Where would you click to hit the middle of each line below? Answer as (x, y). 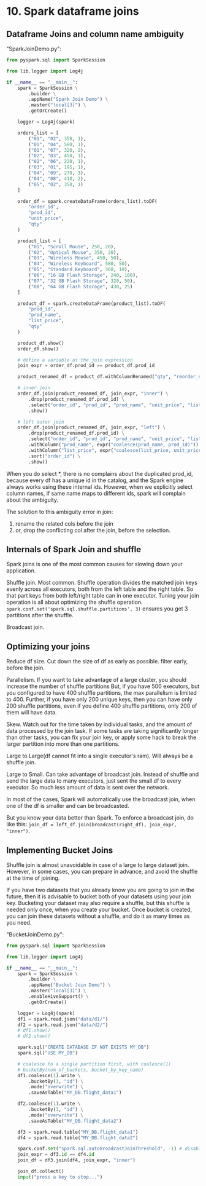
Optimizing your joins (48, 646)
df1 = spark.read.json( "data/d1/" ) (63, 1019)
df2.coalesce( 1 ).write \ (49, 1104)
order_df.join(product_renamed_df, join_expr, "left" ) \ (92, 428)
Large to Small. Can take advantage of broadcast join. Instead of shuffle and (103, 774)
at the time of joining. (33, 878)
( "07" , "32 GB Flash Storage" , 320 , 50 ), (82, 281)
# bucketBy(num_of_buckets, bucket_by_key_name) (81, 1070)
